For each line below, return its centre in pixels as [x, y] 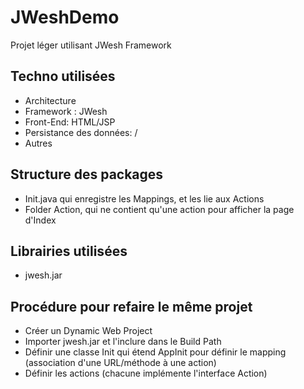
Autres [38, 143]
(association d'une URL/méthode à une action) [120, 363]
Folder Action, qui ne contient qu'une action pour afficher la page [159, 209]
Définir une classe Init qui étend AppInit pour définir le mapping [155, 352]
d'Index [40, 220]
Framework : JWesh [66, 111]
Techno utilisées [63, 76]
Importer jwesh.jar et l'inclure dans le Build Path [123, 342]
